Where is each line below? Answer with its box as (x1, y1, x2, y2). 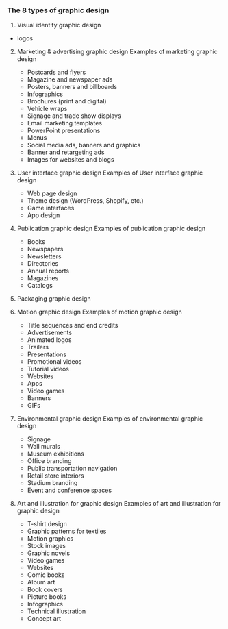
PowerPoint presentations (27, 126, 101, 135)
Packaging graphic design (16, 295, 91, 303)
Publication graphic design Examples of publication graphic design (16, 225, 206, 233)
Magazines (27, 274, 59, 282)
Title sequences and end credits (27, 321, 118, 330)
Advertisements (27, 328, 73, 337)
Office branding (27, 457, 72, 465)
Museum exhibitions (27, 449, 84, 458)
